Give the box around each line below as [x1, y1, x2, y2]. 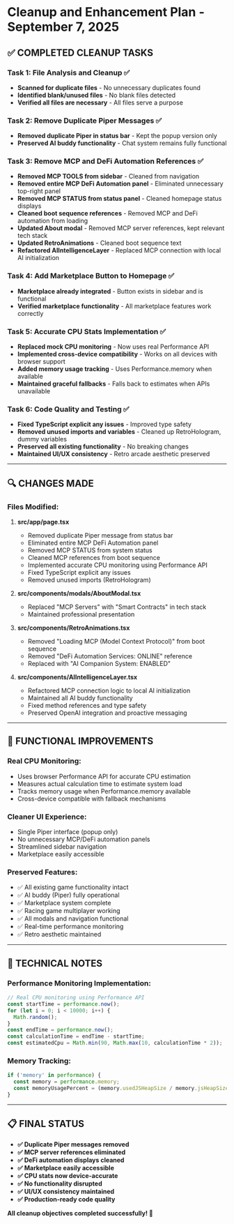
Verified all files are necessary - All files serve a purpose [17, 98, 183, 107]
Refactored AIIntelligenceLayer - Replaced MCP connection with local [17, 246, 221, 255]
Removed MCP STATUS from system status [27, 546, 153, 554]
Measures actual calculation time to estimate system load [17, 779, 182, 788]
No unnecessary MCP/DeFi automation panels [17, 835, 150, 844]
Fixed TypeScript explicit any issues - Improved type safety [17, 420, 192, 429]
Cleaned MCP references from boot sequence [27, 554, 160, 562]
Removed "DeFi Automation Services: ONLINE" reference [27, 652, 193, 660]
